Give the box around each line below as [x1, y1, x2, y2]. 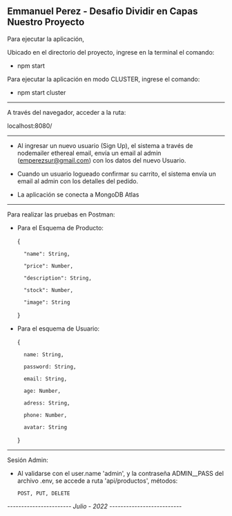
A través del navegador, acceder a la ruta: [7, 108, 126, 116]
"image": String [23, 299, 70, 306]
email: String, [23, 375, 68, 383]
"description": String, [23, 275, 92, 282]
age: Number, [23, 387, 61, 394]
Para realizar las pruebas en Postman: [7, 210, 115, 219]
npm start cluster [17, 88, 66, 96]
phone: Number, [23, 412, 68, 418]
